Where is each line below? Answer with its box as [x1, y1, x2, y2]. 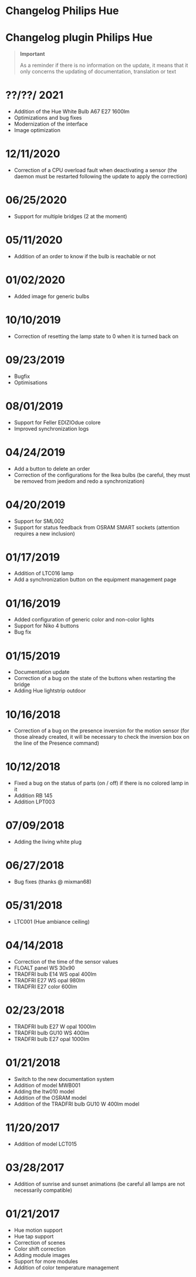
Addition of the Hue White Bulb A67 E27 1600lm [13, 108, 130, 115]
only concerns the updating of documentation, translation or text [19, 68, 177, 75]
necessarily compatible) [13, 1187, 73, 1194]
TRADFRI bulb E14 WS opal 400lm [13, 970, 97, 978]
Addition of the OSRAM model [13, 1094, 87, 1101]
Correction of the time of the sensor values [13, 958, 119, 965]
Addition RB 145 [13, 792, 53, 799]
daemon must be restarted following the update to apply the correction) [13, 173, 188, 180]
